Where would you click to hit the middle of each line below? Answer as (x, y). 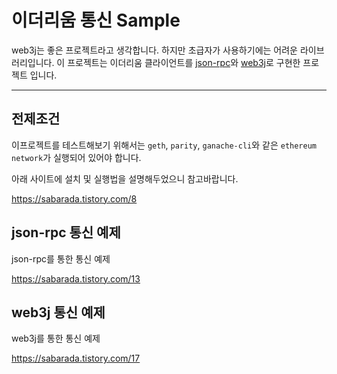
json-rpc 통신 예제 (66, 232)
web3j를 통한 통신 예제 (56, 338)
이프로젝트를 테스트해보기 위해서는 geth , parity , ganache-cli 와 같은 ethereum (164, 145)
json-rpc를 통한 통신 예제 (61, 258)
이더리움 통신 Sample (96, 20)
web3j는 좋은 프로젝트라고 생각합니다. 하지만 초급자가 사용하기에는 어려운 (154, 50)
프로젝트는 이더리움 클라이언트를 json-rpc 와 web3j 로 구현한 (184, 62)
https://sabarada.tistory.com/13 (76, 278)
